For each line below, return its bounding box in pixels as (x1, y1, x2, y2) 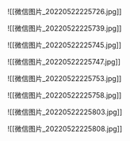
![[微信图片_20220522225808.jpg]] (7, 124, 123, 133)
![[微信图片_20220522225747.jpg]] (7, 58, 120, 66)
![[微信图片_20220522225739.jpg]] (7, 24, 122, 33)
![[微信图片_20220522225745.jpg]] (7, 40, 122, 50)
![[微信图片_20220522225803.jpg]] (7, 107, 123, 117)
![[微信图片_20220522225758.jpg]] (7, 91, 122, 100)
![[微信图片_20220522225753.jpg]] (7, 74, 122, 83)
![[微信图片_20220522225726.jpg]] (7, 7, 122, 16)
